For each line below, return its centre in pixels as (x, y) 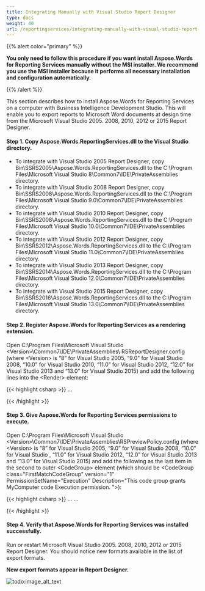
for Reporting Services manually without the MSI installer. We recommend (102, 65)
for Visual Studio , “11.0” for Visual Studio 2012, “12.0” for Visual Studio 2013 (102, 454)
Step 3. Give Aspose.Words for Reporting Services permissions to (92, 415)
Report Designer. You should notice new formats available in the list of (95, 551)
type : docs (20, 18)
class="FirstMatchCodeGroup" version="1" (60, 474)
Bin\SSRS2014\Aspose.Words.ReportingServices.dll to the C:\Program (103, 272)
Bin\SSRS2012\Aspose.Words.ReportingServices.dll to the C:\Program (103, 246)
